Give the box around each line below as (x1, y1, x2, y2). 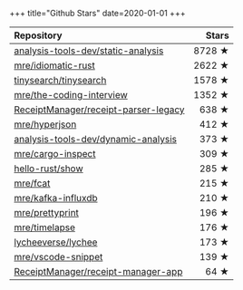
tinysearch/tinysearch (14, 74, 107, 86)
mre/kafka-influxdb (14, 192, 98, 204)
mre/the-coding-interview (14, 89, 129, 101)
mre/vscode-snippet (14, 251, 103, 263)
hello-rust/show (14, 162, 83, 175)
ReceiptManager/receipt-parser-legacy (14, 103, 185, 116)
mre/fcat (14, 177, 51, 189)
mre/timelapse (14, 221, 75, 234)
